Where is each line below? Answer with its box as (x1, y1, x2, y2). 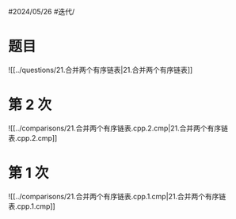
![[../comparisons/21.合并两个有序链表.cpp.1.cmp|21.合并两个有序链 (8, 191, 226, 201)
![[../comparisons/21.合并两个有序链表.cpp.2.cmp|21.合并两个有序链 (8, 123, 228, 133)
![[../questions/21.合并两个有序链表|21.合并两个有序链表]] (8, 65, 193, 74)
